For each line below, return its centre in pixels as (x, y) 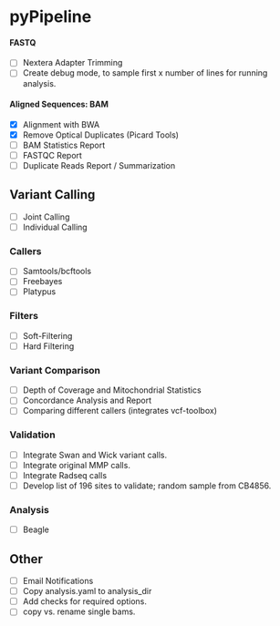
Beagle (36, 529)
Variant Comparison (55, 370)
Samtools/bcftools (57, 272)
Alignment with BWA (61, 124)
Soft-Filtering (47, 335)
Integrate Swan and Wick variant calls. (94, 455)
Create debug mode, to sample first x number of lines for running (145, 73)
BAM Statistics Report (64, 145)
